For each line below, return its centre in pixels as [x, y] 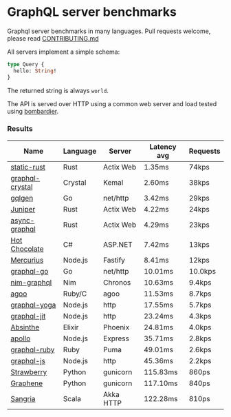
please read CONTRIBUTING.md [53, 38]
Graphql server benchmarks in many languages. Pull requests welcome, [109, 31]
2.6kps [200, 349]
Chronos [117, 282]
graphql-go [30, 271]
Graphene [27, 383]
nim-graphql [31, 282]
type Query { [26, 64]
